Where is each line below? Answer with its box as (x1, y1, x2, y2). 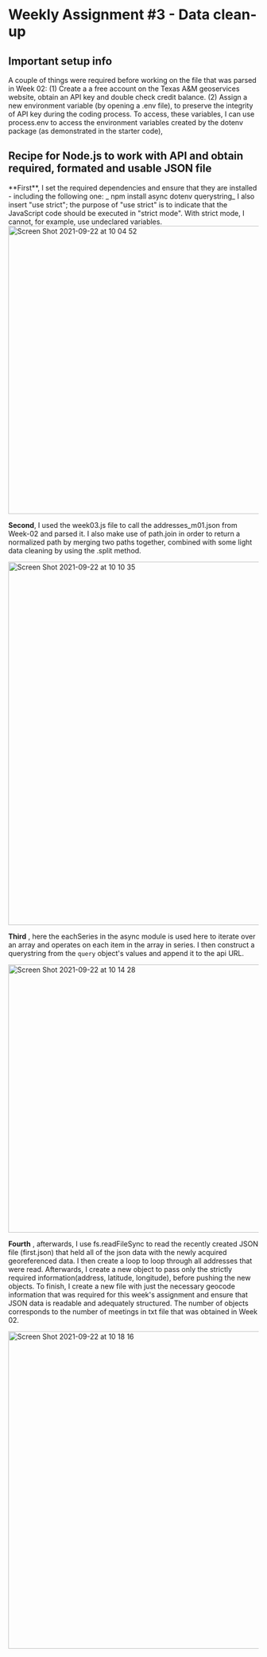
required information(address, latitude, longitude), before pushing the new (8, 1273, 251, 1282)
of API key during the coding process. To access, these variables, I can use (8, 109, 255, 119)
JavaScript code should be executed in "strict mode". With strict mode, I (8, 208, 245, 218)
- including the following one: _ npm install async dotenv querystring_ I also (8, 191, 255, 201)
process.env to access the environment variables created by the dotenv (8, 118, 244, 127)
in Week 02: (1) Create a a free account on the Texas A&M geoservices (8, 84, 240, 93)
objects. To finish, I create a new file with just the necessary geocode (8, 1281, 236, 1291)
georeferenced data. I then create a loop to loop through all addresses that (8, 1256, 253, 1265)
